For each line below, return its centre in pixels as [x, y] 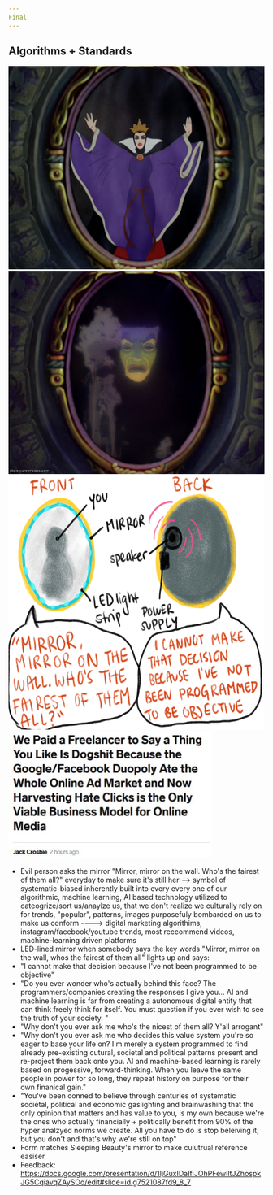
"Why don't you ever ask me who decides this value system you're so [137, 1036]
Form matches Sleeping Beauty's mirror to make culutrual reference [134, 1148]
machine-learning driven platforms [78, 941]
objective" [37, 975]
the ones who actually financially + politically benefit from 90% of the [136, 1122]
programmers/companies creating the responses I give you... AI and [134, 993]
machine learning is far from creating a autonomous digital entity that [136, 1001]
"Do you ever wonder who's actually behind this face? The [118, 984]
